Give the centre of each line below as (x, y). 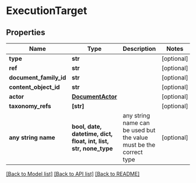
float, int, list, (90, 141)
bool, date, (87, 127)
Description (139, 49)
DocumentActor (94, 96)
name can (136, 123)
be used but (139, 130)
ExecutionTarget (47, 11)
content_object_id (34, 87)
